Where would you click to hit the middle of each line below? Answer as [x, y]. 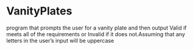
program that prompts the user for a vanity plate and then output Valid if [96, 28]
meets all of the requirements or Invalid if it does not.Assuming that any [96, 34]
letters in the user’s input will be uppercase [60, 40]
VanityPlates [39, 11]
